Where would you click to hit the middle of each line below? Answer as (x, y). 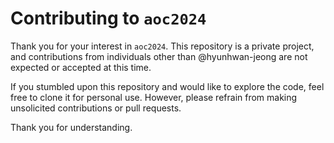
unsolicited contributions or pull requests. (96, 108)
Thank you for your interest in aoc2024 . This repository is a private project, (162, 46)
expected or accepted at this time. (81, 67)
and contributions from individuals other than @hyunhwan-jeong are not (159, 56)
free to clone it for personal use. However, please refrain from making (154, 97)
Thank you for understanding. (71, 127)
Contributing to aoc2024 (108, 18)
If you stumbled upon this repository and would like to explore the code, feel (167, 86)
